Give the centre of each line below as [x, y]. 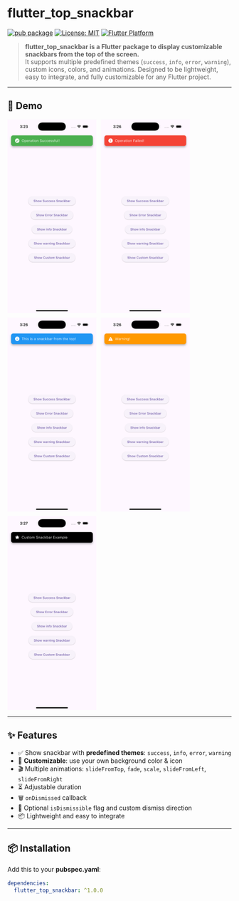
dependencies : [28, 883]
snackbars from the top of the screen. [82, 54]
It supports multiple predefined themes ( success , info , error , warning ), [128, 61]
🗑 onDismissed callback [52, 797]
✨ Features [32, 735]
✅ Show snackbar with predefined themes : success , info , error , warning [124, 752]
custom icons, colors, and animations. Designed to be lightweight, [121, 69]
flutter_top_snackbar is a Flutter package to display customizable [123, 46]
